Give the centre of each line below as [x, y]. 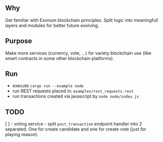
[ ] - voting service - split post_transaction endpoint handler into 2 [74, 124]
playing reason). [22, 135]
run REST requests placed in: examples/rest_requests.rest [73, 91]
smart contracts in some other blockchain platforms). [60, 58]
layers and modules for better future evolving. [52, 25]
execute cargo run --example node [48, 86]
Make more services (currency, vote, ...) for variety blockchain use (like [78, 53]
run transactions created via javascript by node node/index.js [76, 96]
